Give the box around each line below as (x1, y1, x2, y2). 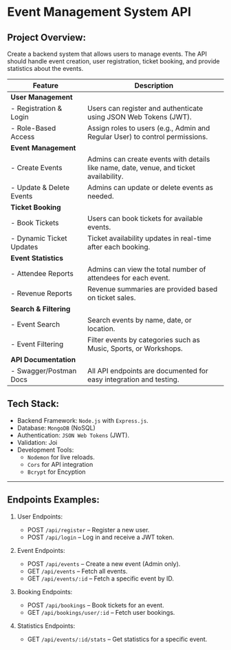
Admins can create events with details (87, 154, 210, 164)
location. (87, 324, 115, 333)
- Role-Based (10, 123, 56, 133)
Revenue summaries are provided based (87, 284, 218, 293)
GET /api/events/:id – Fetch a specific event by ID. (27, 574, 174, 583)
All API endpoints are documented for (87, 366, 208, 375)
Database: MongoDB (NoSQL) (16, 423, 96, 432)
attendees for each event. (87, 273, 170, 282)
